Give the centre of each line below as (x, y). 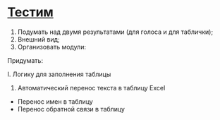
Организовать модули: (52, 47)
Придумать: (25, 60)
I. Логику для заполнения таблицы (59, 74)
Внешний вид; (38, 39)
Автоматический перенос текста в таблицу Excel (91, 88)
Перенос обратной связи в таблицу (71, 109)
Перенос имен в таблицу (55, 101)
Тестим (31, 12)
